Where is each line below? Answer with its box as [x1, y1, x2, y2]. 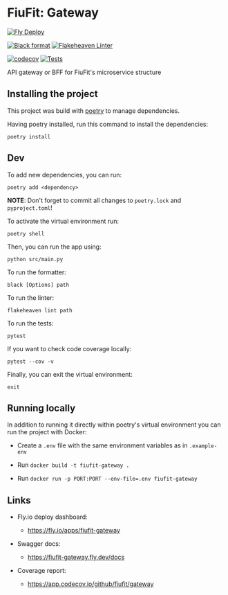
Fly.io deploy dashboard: [17, 513, 88, 521]
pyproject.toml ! [7, 203, 53, 212]
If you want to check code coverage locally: [7, 344, 132, 353]
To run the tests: [7, 319, 54, 327]
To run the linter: [7, 293, 54, 302]
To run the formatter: [7, 268, 67, 276]
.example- [189, 443, 218, 450]
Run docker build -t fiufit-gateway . [17, 461, 130, 469]
